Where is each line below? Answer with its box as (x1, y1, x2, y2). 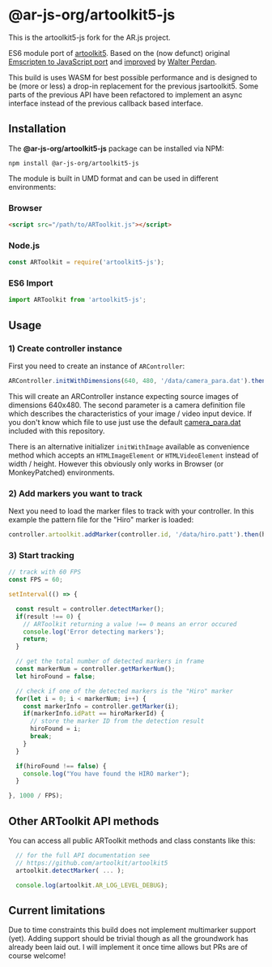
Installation (8, 122, 66, 135)
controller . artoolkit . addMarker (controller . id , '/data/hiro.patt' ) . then (8, 531, 259, 539)
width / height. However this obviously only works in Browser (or (8, 458, 224, 468)
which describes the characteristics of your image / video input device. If (8, 408, 253, 419)
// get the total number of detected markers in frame (15, 657, 205, 666)
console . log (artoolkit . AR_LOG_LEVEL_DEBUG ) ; (15, 881, 168, 889)
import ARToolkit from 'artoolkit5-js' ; (8, 296, 147, 304)
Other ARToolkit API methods (8, 814, 159, 828)
